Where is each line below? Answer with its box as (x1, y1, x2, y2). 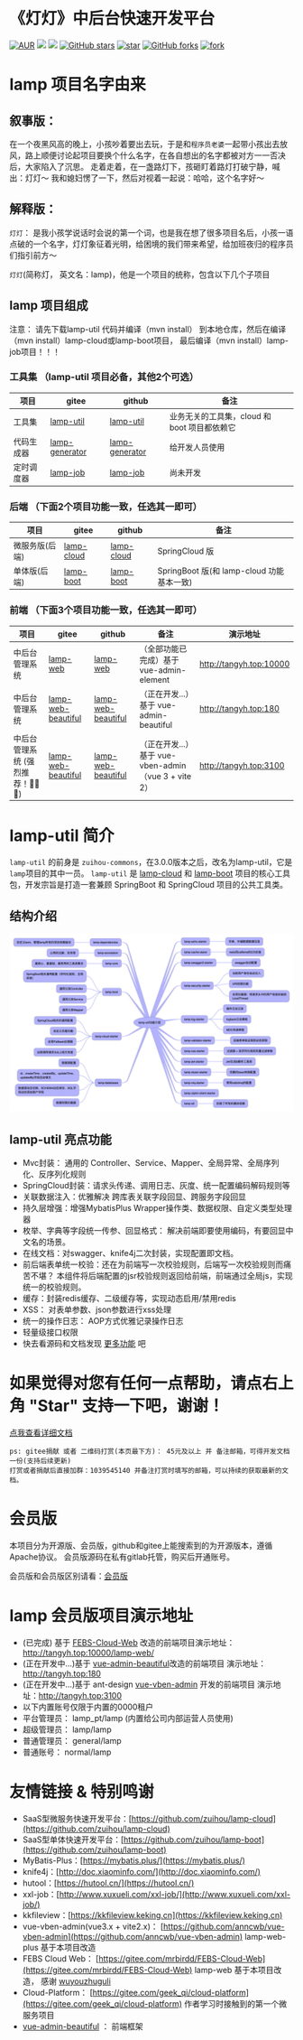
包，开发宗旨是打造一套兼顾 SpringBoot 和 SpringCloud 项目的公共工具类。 (9, 880, 289, 890)
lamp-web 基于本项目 (194, 1964, 274, 1975)
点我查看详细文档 (9, 1427, 73, 1438)
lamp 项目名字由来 (9, 74, 146, 95)
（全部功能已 (139, 643, 188, 655)
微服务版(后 (13, 539, 57, 551)
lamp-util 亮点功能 (9, 1132, 113, 1147)
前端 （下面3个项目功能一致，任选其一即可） (9, 604, 203, 617)
